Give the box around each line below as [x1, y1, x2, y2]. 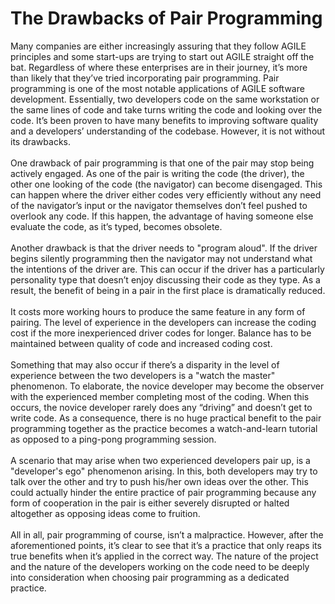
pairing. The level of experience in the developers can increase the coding [10, 316, 317, 328]
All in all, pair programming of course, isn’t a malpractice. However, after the [10, 528, 324, 541]
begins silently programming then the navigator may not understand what [10, 252, 313, 264]
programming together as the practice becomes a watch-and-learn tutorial [10, 422, 318, 434]
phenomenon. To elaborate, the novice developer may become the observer [10, 380, 325, 392]
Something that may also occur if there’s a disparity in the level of [10, 358, 280, 371]
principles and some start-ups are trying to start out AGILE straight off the [10, 50, 315, 62]
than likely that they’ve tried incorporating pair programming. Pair [10, 72, 280, 84]
